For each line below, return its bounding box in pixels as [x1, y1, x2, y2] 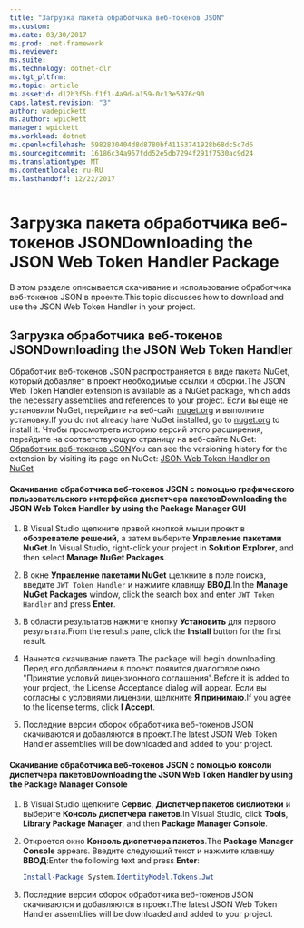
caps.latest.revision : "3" [9, 97, 112, 107]
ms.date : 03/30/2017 [9, 30, 88, 39]
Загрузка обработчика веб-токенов [9, 328, 224, 343]
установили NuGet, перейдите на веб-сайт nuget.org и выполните [9, 405, 265, 415]
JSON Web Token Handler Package [9, 252, 279, 273]
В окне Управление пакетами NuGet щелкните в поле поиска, [22, 570, 266, 580]
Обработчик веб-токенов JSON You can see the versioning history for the [9, 443, 288, 454]
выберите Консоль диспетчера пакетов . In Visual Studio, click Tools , [22, 809, 289, 820]
